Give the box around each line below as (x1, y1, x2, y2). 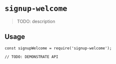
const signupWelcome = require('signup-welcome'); (4, 46, 112, 51)
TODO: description (16, 18, 56, 24)
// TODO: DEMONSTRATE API (4, 54, 58, 59)
